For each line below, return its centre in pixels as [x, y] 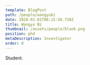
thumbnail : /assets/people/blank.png [45, 29]
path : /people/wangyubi [31, 15]
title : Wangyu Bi [24, 24]
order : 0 [14, 44]
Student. [14, 58]
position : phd [20, 34]
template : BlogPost [26, 10]
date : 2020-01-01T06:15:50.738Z [39, 19]
